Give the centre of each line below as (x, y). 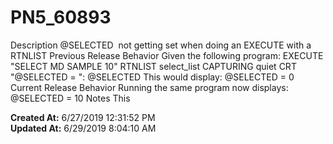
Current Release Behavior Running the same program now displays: (149, 87)
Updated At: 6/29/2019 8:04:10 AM (83, 128)
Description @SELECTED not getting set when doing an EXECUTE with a (161, 45)
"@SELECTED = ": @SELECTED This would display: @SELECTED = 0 (152, 77)
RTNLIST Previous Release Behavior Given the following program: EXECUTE (167, 55)
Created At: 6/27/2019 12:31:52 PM (83, 117)
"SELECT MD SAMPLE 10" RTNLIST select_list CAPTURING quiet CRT (153, 66)
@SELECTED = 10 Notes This (70, 98)
